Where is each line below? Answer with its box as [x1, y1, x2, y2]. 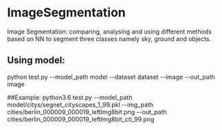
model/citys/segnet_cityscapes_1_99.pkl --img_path [7, 101, 153, 109]
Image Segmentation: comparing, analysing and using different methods [7, 27, 212, 36]
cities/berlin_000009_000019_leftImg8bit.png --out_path [7, 107, 167, 116]
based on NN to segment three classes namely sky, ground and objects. [7, 34, 212, 42]
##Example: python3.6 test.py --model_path [7, 93, 133, 101]
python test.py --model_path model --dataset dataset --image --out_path [7, 73, 215, 81]
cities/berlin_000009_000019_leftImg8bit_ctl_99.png [7, 115, 155, 123]
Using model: [7, 55, 65, 66]
